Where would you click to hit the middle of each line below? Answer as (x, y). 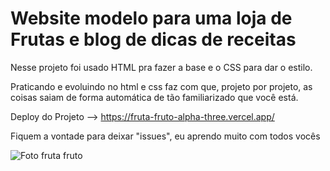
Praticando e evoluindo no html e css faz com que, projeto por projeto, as (161, 86)
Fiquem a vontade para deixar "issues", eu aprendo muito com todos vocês (165, 136)
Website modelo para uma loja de (151, 18)
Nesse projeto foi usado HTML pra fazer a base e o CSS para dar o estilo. (161, 67)
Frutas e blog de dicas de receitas (153, 39)
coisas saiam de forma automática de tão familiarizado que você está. (154, 97)
